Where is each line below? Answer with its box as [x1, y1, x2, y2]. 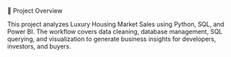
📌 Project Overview [7, 7, 63, 15]
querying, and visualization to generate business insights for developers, [7, 35, 216, 43]
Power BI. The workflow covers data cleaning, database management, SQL [7, 28, 223, 35]
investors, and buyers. [7, 42, 72, 50]
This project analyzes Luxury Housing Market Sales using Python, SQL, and [7, 20, 225, 28]
